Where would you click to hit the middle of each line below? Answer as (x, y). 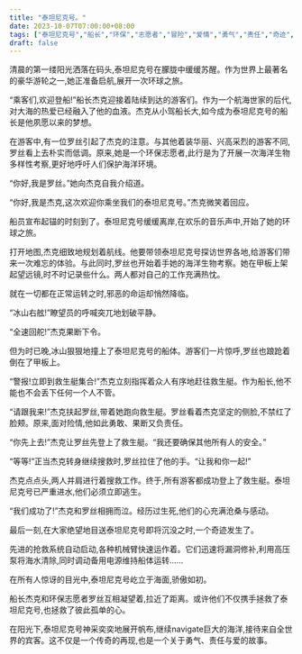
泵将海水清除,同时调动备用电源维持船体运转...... (96, 560)
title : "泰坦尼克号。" (48, 18)
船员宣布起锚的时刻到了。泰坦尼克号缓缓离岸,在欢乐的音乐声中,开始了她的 (146, 222)
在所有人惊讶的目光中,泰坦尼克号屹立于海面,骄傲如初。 (110, 580)
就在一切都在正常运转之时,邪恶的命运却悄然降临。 (101, 294)
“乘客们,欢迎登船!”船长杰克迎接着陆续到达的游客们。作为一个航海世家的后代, (151, 100)
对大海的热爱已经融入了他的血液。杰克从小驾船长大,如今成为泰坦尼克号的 (145, 111)
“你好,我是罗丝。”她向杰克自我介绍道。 (79, 183)
